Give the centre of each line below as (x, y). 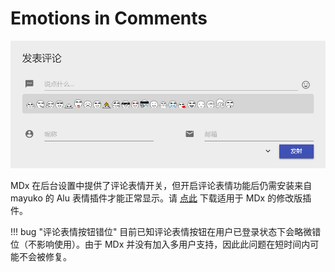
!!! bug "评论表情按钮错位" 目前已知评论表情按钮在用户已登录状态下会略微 (161, 232)
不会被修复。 (45, 257)
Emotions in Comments (109, 18)
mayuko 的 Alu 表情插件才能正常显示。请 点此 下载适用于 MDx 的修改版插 (161, 198)
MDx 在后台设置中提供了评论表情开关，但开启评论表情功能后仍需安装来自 (161, 186)
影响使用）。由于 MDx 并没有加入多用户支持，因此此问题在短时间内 (173, 244)
